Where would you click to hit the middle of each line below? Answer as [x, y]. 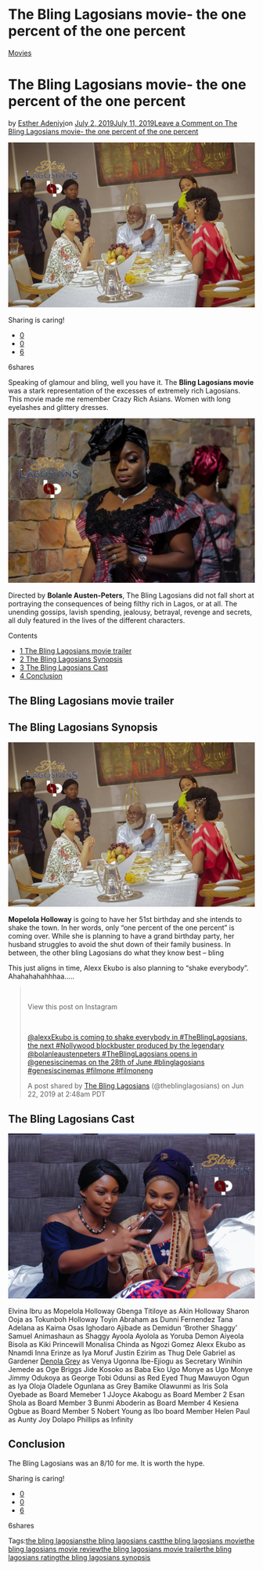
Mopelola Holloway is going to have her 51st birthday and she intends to [125, 920]
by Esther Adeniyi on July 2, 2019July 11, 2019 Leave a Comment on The [123, 123]
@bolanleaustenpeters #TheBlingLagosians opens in [112, 1054]
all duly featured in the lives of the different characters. [97, 620]
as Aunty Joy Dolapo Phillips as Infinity [71, 1419]
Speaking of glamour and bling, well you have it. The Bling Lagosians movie [131, 382]
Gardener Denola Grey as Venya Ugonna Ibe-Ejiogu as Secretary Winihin [125, 1361]
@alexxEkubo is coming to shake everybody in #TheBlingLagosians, [137, 1038]
